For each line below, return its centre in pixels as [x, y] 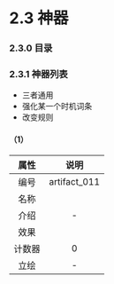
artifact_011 [74, 181]
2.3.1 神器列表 [38, 75]
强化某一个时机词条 [57, 106]
